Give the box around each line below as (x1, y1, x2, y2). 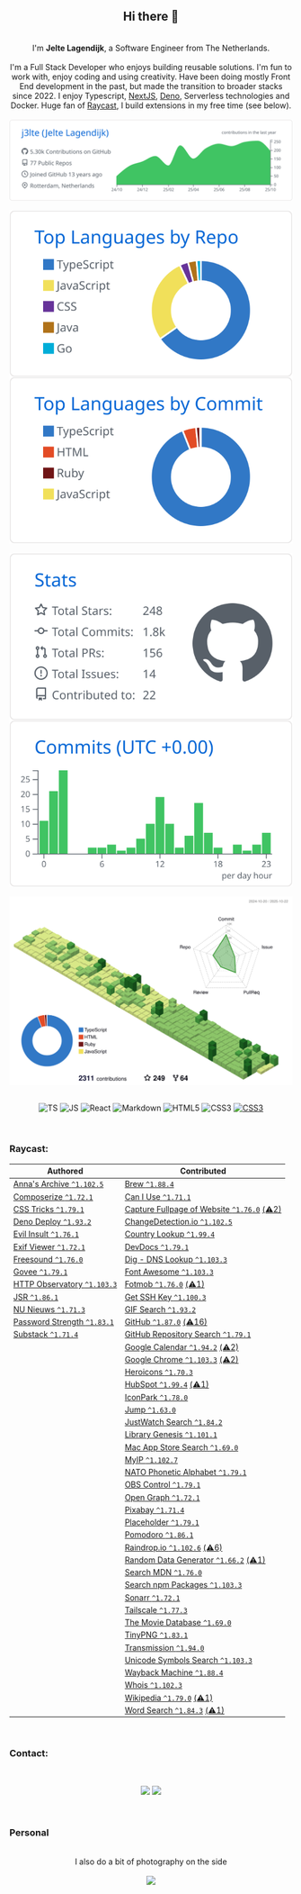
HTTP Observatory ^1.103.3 (13, 1279, 118, 1290)
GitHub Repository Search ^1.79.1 (124, 1329, 252, 1340)
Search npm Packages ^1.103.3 (124, 1580, 243, 1590)
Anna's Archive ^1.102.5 (13, 1179, 104, 1190)
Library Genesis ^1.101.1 (124, 1429, 217, 1440)
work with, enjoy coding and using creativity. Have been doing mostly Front (11, 71, 291, 82)
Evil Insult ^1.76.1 (13, 1228, 79, 1239)
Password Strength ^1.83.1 (13, 1317, 114, 1328)
